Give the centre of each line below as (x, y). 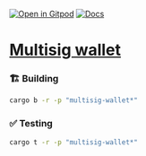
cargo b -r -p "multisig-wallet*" (74, 100)
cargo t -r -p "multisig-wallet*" (74, 142)
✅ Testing (31, 124)
